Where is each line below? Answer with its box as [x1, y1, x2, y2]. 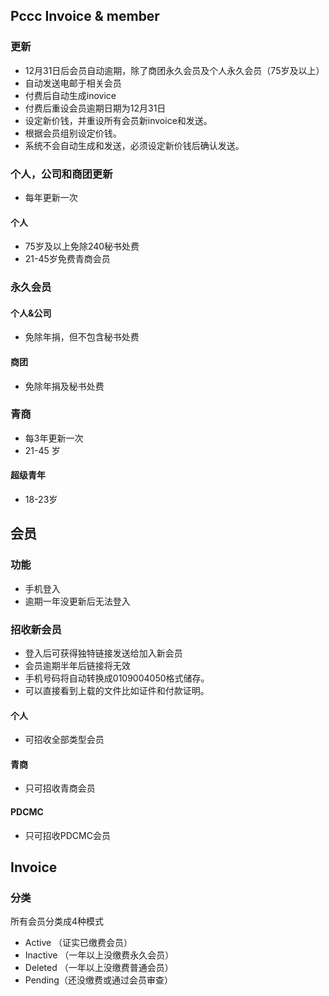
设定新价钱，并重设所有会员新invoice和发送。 [24, 114, 213, 126]
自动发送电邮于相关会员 [24, 77, 122, 89]
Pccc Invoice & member [10, 8, 160, 25]
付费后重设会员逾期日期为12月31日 [24, 102, 167, 114]
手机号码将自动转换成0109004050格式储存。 [24, 672, 210, 684]
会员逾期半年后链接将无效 [24, 660, 131, 671]
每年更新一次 [24, 191, 78, 203]
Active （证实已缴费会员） [24, 937, 133, 949]
